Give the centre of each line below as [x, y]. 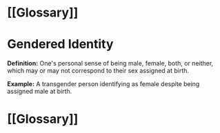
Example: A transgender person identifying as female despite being [103, 84]
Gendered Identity [60, 44]
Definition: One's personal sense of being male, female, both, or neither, [110, 63]
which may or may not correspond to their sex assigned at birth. [98, 71]
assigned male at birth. [40, 92]
